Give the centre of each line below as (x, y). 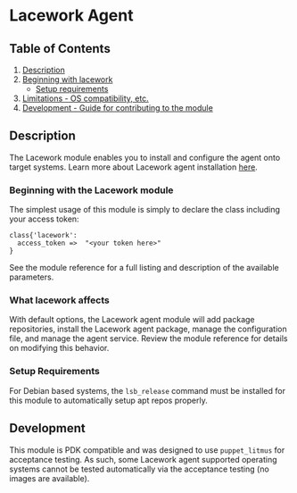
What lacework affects (59, 300)
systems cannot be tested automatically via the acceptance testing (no (139, 469)
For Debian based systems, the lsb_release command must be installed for (147, 390)
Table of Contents (60, 49)
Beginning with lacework (67, 79)
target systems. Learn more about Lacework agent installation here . (134, 167)
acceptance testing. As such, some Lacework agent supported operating (144, 459)
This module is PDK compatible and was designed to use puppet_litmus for (147, 450)
